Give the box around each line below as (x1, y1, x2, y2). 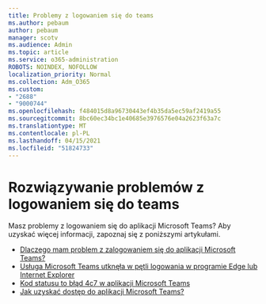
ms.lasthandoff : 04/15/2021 (8, 136, 101, 145)
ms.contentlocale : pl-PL (8, 129, 90, 137)
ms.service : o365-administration (8, 56, 119, 64)
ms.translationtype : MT (8, 122, 87, 130)
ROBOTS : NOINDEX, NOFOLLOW (8, 63, 97, 71)
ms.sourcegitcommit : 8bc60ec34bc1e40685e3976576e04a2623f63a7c (8, 115, 222, 123)
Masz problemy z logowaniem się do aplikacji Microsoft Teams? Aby (8, 221, 231, 230)
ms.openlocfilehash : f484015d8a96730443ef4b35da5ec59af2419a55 (8, 108, 222, 116)
